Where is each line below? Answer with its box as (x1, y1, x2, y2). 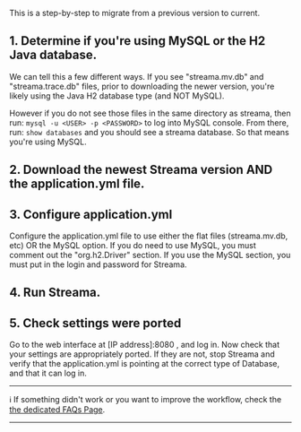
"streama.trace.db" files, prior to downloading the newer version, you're (9, 81, 275, 91)
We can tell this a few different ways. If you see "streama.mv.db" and (9, 71, 264, 82)
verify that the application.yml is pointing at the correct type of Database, (9, 359, 280, 369)
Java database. (9, 48, 97, 63)
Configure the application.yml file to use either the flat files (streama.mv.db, (9, 230, 288, 241)
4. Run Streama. (9, 285, 101, 300)
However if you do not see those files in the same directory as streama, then (9, 108, 291, 118)
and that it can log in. (9, 367, 87, 379)
